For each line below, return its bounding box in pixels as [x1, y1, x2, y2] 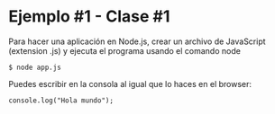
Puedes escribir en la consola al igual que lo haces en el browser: [8, 78, 252, 89]
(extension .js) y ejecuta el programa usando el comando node [8, 45, 241, 56]
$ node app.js [8, 63, 62, 72]
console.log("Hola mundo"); [8, 96, 115, 105]
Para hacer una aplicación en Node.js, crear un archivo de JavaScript [8, 36, 267, 47]
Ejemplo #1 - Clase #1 [8, 6, 170, 27]
